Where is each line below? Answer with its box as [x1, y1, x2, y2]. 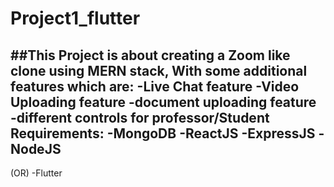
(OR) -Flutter [10, 167, 63, 179]
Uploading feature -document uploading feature [10, 93, 317, 111]
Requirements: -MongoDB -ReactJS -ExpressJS [10, 125, 316, 142]
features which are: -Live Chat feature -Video [10, 78, 300, 95]
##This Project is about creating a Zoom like [10, 47, 291, 64]
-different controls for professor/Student [10, 109, 270, 126]
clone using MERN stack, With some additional [10, 62, 308, 79]
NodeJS [10, 140, 62, 157]
